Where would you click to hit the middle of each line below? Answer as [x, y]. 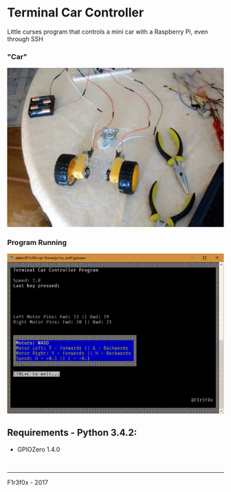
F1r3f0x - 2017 [27, 482]
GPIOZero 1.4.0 [38, 449]
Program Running [37, 242]
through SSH [25, 38]
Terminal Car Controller [76, 13]
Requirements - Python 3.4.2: [72, 433]
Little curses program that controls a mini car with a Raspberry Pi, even [108, 32]
